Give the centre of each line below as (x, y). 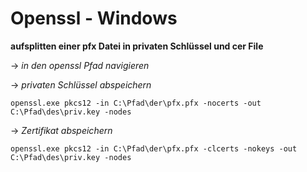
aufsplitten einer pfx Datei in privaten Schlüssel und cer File (137, 46)
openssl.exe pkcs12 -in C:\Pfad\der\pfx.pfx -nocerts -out (136, 103)
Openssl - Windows (94, 18)
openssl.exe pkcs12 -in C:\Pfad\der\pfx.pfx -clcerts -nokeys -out (154, 148)
